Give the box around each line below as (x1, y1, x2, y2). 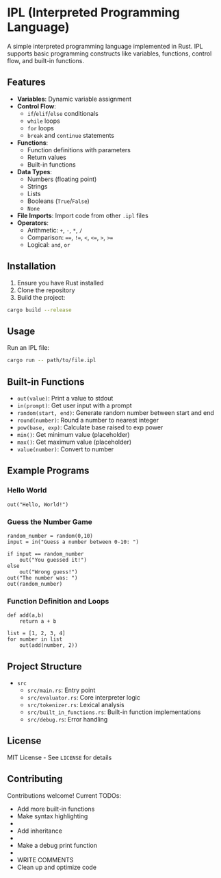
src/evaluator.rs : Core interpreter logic (27, 693, 140, 702)
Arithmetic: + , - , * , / (27, 226, 83, 234)
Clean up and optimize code (16, 863, 97, 871)
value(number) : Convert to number (16, 444, 114, 453)
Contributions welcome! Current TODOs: (7, 791, 122, 800)
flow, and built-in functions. (7, 56, 84, 64)
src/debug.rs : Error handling (27, 715, 108, 724)
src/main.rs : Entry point (27, 686, 96, 694)
